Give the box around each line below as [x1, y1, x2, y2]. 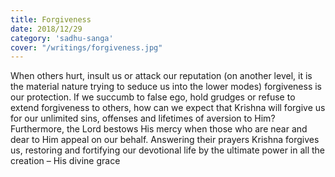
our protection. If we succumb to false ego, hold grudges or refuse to [10, 91, 296, 103]
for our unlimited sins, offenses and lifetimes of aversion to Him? [10, 112, 276, 125]
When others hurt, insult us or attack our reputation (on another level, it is [10, 70, 313, 82]
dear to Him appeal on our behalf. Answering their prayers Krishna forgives [10, 134, 320, 146]
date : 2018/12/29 [10, 24, 83, 34]
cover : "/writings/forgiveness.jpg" [10, 42, 163, 53]
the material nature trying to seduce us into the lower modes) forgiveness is [10, 81, 323, 93]
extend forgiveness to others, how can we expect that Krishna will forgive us [10, 102, 326, 114]
